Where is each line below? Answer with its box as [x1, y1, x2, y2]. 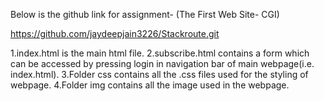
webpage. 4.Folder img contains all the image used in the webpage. [10, 79, 290, 91]
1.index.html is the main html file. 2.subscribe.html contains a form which [10, 47, 310, 59]
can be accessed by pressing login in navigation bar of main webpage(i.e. [10, 58, 315, 69]
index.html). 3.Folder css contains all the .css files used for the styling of [10, 69, 309, 80]
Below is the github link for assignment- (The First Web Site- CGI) [10, 9, 280, 20]
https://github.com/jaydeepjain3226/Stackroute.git [10, 28, 220, 39]
